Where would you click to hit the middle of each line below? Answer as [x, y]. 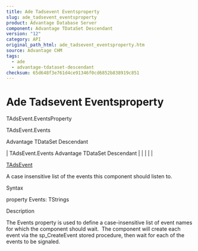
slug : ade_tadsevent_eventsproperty [51, 17]
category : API [24, 39]
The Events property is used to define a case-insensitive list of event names [99, 223]
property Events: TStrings [38, 200]
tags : [13, 56]
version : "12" [24, 34]
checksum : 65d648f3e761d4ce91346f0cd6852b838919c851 [73, 73]
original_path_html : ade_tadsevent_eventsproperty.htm [76, 45]
